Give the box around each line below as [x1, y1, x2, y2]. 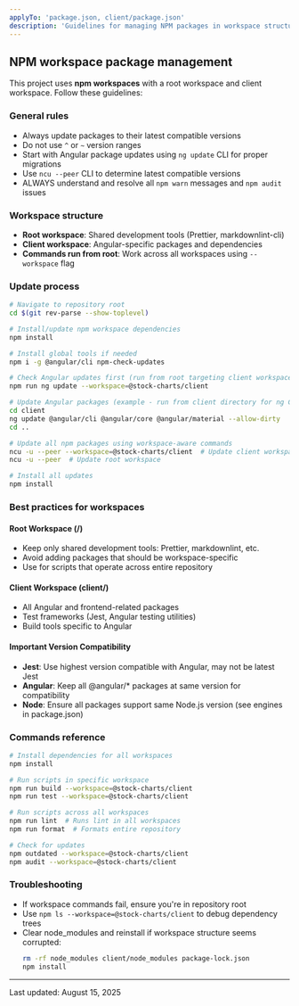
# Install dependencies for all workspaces [9, 751, 174, 760]
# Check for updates [9, 840, 86, 850]
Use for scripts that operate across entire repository [21, 562, 214, 573]
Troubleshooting [9, 878, 83, 891]
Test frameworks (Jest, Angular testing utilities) [21, 612, 197, 623]
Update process [9, 280, 80, 293]
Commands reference [9, 730, 106, 743]
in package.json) [21, 708, 84, 719]
